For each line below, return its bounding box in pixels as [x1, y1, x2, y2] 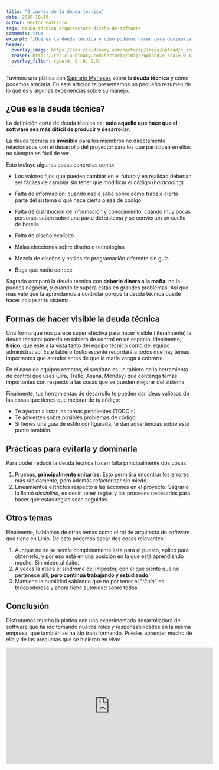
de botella [14, 221, 40, 228]
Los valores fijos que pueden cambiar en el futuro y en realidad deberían [14, 172, 192, 180]
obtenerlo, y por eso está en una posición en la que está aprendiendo [14, 553, 184, 560]
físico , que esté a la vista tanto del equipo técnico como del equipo [6, 342, 170, 349]
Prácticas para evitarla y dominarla [6, 443, 138, 453]
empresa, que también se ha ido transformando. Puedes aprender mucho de [6, 629, 192, 637]
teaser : [11, 53, 31, 58]
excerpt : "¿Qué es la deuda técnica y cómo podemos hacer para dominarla [6, 36, 192, 42]
